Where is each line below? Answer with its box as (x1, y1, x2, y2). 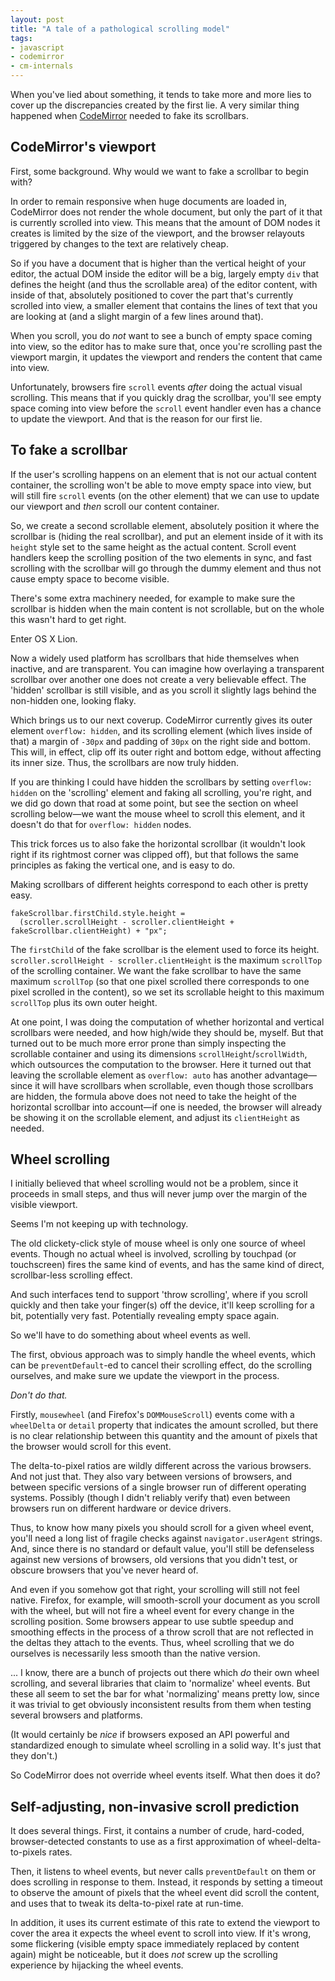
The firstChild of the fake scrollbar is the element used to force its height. (10, 943, 320, 955)
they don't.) (10, 1750, 58, 1762)
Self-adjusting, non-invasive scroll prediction (10, 1798, 300, 1815)
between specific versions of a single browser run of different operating (10, 1481, 307, 1493)
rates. (48, 1846, 73, 1858)
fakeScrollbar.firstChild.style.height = (10, 908, 186, 918)
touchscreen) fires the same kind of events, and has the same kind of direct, (10, 1259, 325, 1271)
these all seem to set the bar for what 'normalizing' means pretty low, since (10, 1688, 320, 1700)
